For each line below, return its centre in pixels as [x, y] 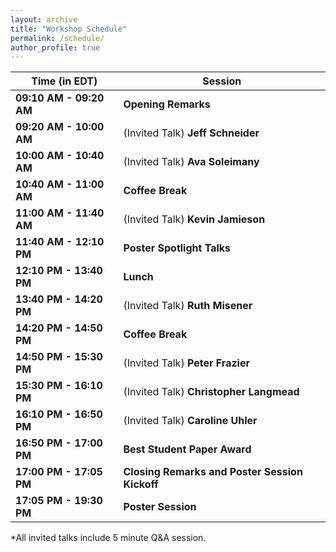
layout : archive [44, 19]
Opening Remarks [167, 104]
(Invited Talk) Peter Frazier [186, 363]
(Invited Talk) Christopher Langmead [211, 392]
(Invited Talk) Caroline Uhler [190, 421]
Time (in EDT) [64, 81]
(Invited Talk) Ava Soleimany [191, 162]
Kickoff [141, 484]
